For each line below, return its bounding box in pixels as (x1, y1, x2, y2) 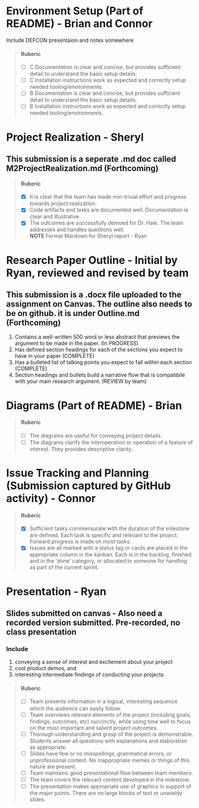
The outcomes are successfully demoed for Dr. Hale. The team (29, 219, 184, 227)
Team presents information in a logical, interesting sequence (29, 698, 178, 705)
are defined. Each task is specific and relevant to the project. (29, 532, 179, 539)
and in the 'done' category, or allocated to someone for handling (29, 558, 187, 565)
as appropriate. (29, 744, 67, 751)
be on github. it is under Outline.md (6, 308, 140, 318)
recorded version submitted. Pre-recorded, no (6, 617, 181, 627)
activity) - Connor (6, 492, 96, 505)
